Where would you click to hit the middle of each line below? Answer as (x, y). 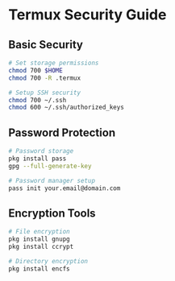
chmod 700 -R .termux (45, 78)
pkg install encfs (39, 269)
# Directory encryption (48, 261)
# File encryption (39, 232)
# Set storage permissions (54, 63)
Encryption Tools (52, 213)
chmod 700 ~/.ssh (37, 100)
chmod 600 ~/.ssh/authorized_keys (67, 107)
